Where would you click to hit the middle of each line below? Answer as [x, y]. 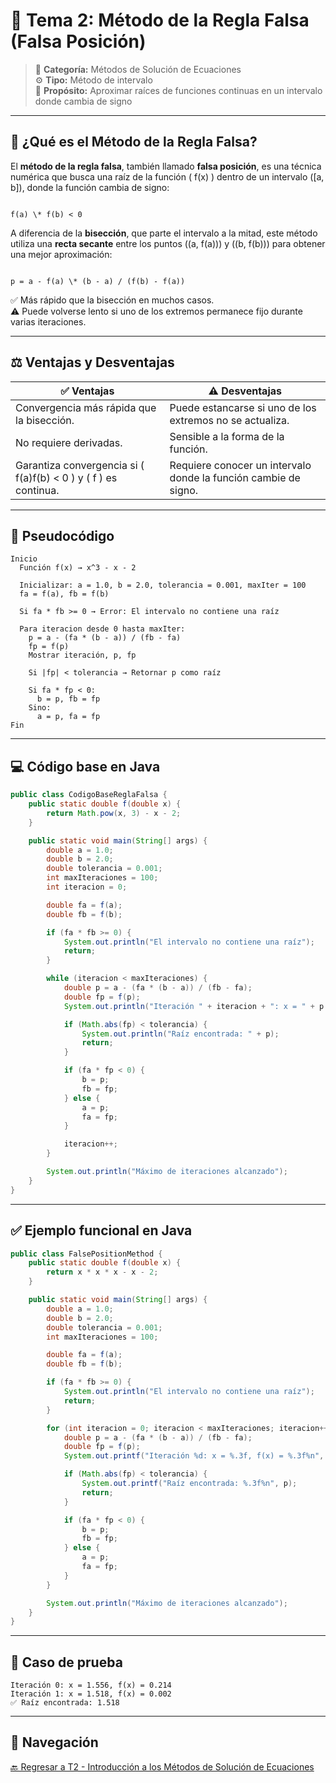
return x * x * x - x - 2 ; [102, 1272]
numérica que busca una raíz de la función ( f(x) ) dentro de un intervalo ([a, [167, 176]
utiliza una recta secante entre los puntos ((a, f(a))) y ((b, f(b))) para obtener [168, 243]
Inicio [24, 559]
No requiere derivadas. [69, 442]
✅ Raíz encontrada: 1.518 [65, 1703]
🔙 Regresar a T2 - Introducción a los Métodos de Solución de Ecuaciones [162, 1766]
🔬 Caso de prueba [66, 1662]
